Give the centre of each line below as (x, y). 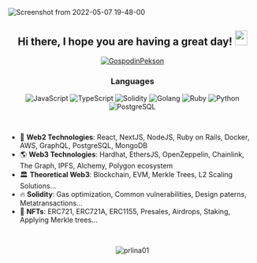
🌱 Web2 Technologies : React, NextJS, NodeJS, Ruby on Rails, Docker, (134, 137)
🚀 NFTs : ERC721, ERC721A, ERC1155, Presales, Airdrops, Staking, (125, 212)
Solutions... (38, 186)
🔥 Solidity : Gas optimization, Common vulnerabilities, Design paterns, (133, 194)
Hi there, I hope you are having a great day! (125, 42)
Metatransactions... (51, 203)
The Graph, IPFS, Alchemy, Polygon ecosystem (96, 166)
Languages (132, 81)
